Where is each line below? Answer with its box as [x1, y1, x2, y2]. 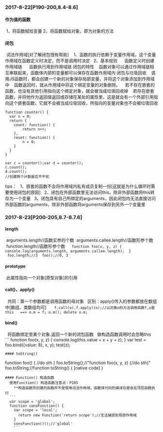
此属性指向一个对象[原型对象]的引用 [6, 275, 78, 280]
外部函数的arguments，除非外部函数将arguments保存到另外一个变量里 [5, 201, 146, 207]
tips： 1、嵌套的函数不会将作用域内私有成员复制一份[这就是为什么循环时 [5, 184, 151, 189]
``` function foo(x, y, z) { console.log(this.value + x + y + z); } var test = [5, 337, 147, 343]
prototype [5, 263, 26, 269]
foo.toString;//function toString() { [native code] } [5, 365, 103, 371]
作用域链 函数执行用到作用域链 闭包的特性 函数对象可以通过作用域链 [5, 64, 150, 70]
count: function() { [14, 123, 55, 127]
